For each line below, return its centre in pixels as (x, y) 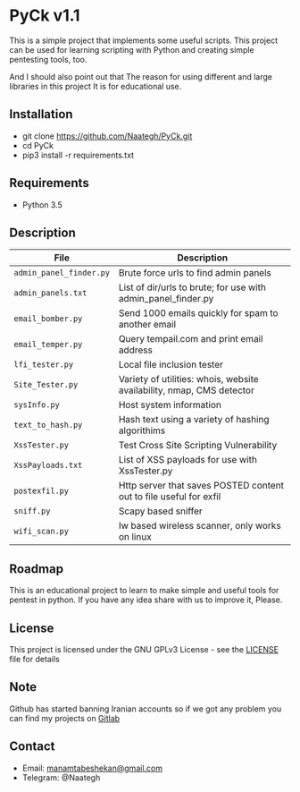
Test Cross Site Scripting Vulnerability (198, 446)
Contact (32, 747)
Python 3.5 (42, 204)
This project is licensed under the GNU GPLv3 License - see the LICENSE (144, 649)
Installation (41, 114)
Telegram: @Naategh (61, 777)
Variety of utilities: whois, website (188, 379)
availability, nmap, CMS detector (186, 390)
